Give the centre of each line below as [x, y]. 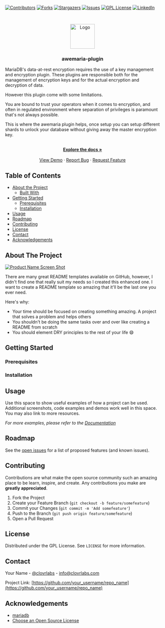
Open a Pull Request [33, 518]
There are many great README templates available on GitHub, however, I [79, 276]
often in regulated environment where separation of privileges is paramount [82, 110]
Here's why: [17, 302]
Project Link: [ [19, 583]
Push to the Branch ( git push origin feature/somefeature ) [72, 513]
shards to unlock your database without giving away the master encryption [81, 130]
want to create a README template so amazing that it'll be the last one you [81, 287]
